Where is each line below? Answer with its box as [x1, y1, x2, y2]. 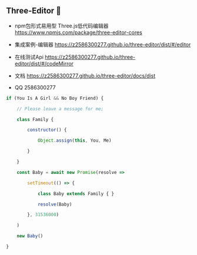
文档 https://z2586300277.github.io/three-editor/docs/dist [14, 72, 156, 79]
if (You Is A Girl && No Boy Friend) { [6, 95, 104, 101]
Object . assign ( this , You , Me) [37, 137, 112, 144]
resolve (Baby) [37, 201, 72, 207]
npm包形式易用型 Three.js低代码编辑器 [14, 22, 109, 29]
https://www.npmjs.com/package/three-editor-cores [14, 29, 142, 36]
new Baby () [16, 233, 44, 239]
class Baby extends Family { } [37, 190, 115, 197]
